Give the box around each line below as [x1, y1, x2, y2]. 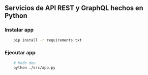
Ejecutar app [4, 49, 36, 56]
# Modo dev [13, 60, 36, 66]
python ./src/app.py [13, 65, 56, 70]
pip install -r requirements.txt [13, 37, 82, 42]
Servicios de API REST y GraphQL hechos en [4, 4, 144, 12]
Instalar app [4, 27, 34, 34]
